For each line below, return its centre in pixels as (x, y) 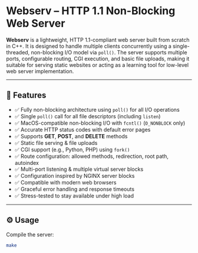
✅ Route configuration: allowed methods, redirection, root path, (92, 156)
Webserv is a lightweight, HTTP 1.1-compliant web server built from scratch (98, 40)
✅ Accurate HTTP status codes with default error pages (82, 129)
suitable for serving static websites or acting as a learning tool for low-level (98, 65)
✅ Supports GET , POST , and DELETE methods (71, 136)
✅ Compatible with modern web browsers (65, 182)
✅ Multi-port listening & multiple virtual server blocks (79, 169)
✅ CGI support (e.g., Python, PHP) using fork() (72, 150)
